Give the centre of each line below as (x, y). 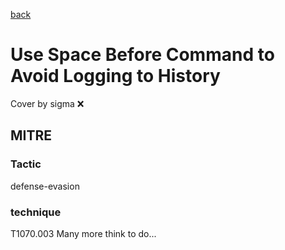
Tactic (26, 164)
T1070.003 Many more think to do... (83, 233)
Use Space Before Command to (142, 55)
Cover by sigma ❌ (47, 103)
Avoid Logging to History (115, 76)
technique (36, 212)
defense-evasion (45, 186)
